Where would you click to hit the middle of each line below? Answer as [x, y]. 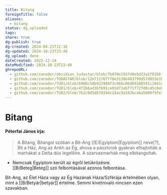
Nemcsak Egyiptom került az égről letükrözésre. [61, 162]
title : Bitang [20, 10]
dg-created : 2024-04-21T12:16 [37, 47]
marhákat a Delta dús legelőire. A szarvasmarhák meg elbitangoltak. [87, 153]
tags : [11, 33]
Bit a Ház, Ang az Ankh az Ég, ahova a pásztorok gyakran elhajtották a [89, 147]
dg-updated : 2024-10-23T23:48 [37, 51]
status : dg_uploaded [27, 28]
